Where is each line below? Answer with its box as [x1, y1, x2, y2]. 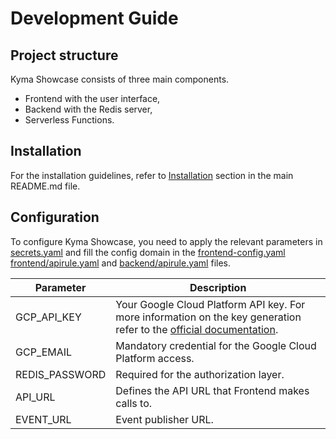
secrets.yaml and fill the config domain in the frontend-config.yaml [10, 246, 286, 258]
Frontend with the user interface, [24, 93, 161, 104]
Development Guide [10, 7, 179, 30]
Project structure [10, 47, 119, 64]
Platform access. [115, 351, 195, 365]
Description [189, 280, 247, 294]
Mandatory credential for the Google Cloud [115, 338, 317, 352]
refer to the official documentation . [115, 322, 279, 336]
